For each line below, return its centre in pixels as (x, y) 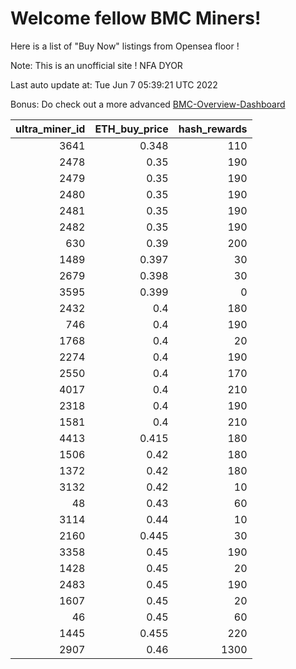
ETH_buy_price (131, 129)
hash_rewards (213, 129)
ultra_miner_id (50, 129)
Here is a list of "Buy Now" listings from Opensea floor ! (125, 46)
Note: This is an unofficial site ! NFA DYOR (96, 65)
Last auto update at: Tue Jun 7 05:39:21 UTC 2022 (114, 84)
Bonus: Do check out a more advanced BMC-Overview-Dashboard (148, 104)
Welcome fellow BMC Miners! (136, 18)
